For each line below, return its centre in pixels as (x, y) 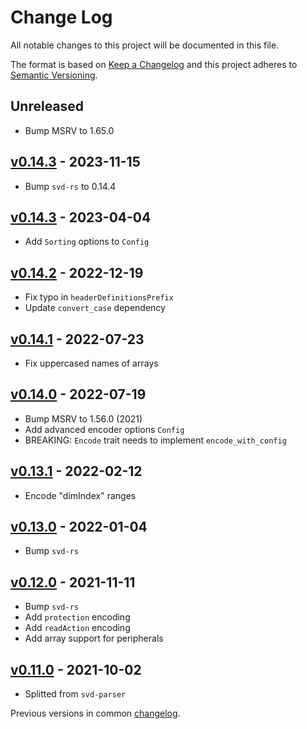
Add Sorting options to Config (87, 242)
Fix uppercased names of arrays (91, 363)
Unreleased (47, 106)
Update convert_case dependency (95, 308)
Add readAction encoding (77, 628)
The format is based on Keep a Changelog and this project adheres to (154, 64)
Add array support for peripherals (94, 638)
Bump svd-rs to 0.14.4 (70, 186)
